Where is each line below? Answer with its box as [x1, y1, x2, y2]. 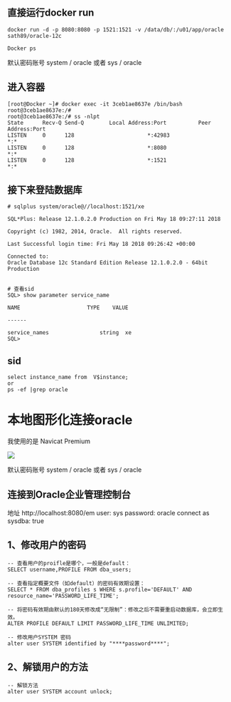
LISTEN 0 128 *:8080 [7, 144, 167, 151]
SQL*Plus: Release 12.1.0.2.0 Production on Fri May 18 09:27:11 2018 [7, 216, 221, 223]
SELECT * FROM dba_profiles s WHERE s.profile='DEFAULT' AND [7, 586, 193, 593]
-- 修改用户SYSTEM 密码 [7, 634, 71, 641]
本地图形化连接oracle [7, 412, 133, 428]
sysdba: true [7, 517, 45, 525]
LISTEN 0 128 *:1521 [7, 156, 167, 164]
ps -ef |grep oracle [7, 386, 69, 393]
